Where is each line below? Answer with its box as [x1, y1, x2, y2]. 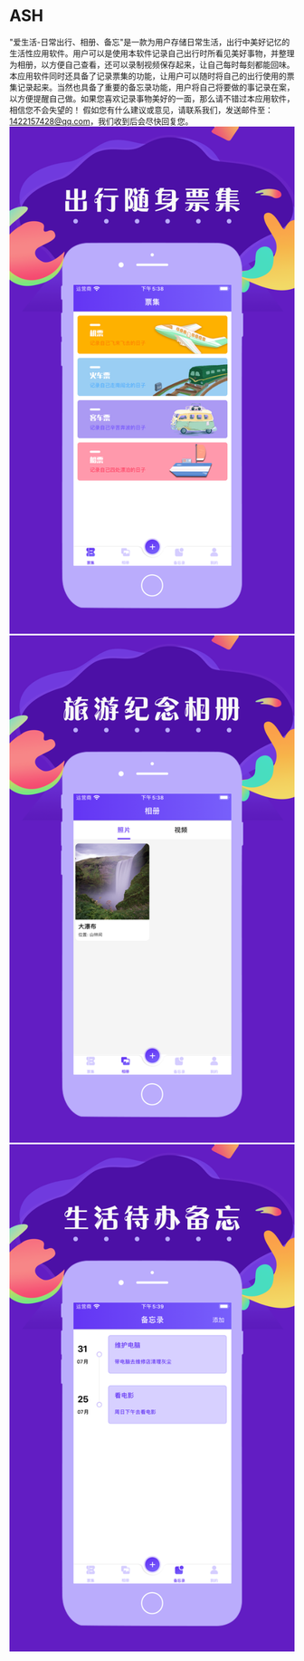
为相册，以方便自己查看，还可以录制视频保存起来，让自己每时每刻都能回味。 [9, 59, 295, 70]
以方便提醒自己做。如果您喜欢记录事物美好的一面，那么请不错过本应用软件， [9, 92, 295, 104]
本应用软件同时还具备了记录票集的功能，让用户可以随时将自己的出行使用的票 [9, 70, 295, 82]
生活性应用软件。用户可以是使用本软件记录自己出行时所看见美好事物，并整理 [9, 47, 295, 59]
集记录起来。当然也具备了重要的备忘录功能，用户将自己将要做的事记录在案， [9, 82, 295, 92]
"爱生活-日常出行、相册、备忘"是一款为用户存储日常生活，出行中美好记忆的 [9, 36, 290, 47]
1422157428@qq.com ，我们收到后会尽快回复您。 [9, 115, 194, 127]
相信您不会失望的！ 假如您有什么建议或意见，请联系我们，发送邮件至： [9, 104, 273, 115]
